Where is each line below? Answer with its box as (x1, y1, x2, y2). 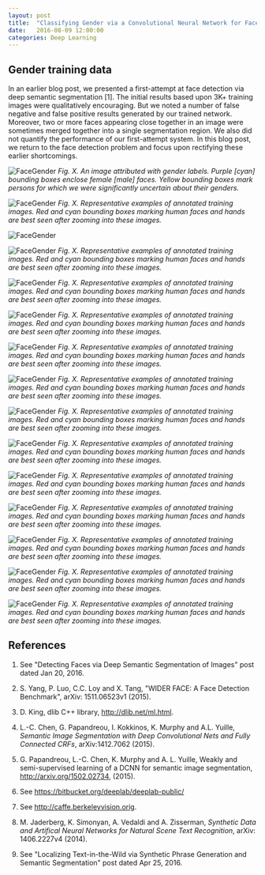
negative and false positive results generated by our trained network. (8, 109, 233, 119)
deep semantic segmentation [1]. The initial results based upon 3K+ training (8, 92, 254, 102)
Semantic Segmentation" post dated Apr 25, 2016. (19, 858, 183, 867)
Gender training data (8, 62, 112, 76)
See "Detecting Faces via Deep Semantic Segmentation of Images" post (19, 659, 255, 669)
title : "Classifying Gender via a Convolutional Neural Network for (8, 19, 242, 27)
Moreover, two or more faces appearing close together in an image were (8, 118, 244, 127)
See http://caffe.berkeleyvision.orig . (19, 801, 137, 811)
